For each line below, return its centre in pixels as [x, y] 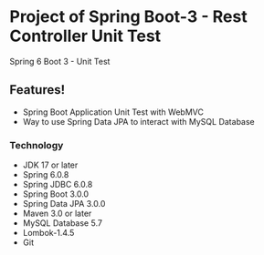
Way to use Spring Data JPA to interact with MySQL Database [138, 121]
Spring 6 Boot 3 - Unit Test [60, 61]
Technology [37, 145]
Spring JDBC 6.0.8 [58, 185]
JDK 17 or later [50, 165]
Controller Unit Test [85, 36]
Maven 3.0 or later [57, 214]
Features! [37, 90]
